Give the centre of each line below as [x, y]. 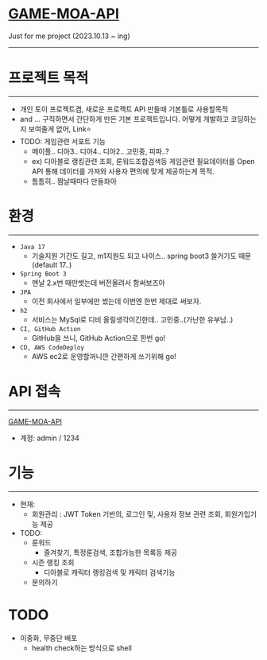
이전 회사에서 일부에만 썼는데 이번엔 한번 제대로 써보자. [116, 301]
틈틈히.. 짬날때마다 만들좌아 [74, 181]
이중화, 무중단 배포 [48, 638]
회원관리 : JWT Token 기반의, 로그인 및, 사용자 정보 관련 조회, [127, 514]
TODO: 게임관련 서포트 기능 [62, 141]
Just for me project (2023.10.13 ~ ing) [69, 36]
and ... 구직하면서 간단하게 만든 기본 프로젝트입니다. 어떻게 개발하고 [124, 119]
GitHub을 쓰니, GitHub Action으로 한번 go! [99, 338]
